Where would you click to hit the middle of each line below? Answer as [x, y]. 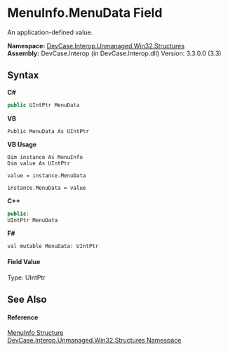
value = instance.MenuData [47, 175]
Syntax [23, 75]
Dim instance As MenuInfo [45, 157]
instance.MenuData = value [47, 188]
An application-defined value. [50, 32]
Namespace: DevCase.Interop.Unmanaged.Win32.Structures [96, 46]
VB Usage [22, 144]
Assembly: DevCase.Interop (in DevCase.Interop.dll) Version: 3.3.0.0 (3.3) [114, 53]
